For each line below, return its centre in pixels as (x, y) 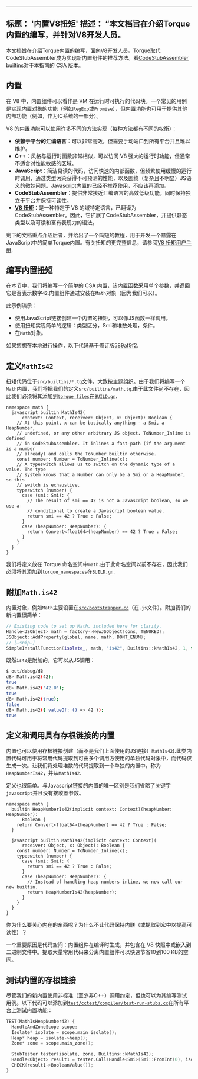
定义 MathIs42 (30, 366)
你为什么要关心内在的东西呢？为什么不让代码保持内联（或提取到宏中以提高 (96, 925)
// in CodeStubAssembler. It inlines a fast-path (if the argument (101, 444)
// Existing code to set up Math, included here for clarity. (84, 626)
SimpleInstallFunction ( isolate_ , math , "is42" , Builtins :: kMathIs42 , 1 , (97, 648)
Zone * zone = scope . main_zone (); (52, 1043)
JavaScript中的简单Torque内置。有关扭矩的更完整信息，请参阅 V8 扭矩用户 (96, 242)
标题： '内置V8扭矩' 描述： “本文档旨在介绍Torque (98, 24)
